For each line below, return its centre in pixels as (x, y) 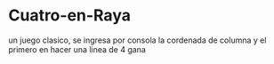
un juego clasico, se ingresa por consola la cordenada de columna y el (137, 40)
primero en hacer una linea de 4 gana (77, 49)
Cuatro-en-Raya (69, 16)
